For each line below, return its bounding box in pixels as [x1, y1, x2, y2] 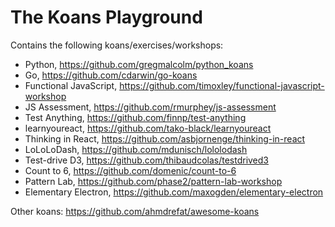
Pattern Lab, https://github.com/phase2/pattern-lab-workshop [24, 175, 283, 187]
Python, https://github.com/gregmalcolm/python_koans [24, 58, 254, 70]
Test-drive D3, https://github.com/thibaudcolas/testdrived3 [24, 154, 269, 166]
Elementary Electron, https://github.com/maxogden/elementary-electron [24, 186, 324, 198]
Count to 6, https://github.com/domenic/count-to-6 [24, 164, 237, 176]
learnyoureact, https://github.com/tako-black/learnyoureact [24, 122, 272, 134]
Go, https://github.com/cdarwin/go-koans [24, 69, 198, 81]
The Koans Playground [10, 6, 203, 29]
